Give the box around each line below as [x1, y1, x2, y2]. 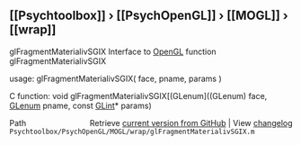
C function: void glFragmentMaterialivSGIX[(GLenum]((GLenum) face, [9, 90, 268, 101]
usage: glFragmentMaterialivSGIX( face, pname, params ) [9, 73, 222, 84]
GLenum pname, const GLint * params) [9, 100, 152, 111]
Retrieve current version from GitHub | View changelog [89, 117, 293, 128]
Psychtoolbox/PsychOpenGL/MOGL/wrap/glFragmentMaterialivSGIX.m [9, 127, 255, 136]
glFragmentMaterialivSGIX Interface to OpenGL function [9, 46, 217, 57]
